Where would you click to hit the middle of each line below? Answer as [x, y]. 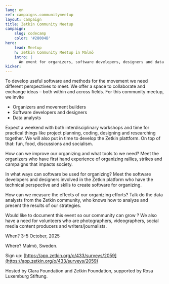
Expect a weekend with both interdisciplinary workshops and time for [77, 128]
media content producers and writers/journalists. [56, 226]
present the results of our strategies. [43, 205]
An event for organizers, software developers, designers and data [91, 62]
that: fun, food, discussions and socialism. [49, 144]
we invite [15, 97]
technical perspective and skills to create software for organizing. [74, 185]
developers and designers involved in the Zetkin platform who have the [79, 180]
